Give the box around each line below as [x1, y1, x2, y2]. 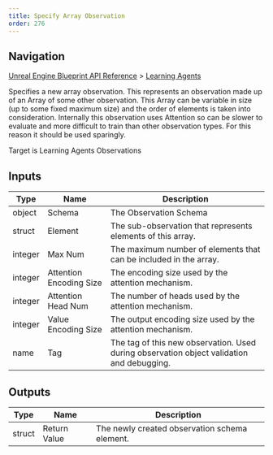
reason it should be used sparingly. [8, 130, 126, 140]
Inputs [8, 169, 42, 183]
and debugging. [110, 357, 171, 369]
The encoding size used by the [110, 267, 228, 279]
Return [42, 422, 69, 434]
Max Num [47, 249, 84, 260]
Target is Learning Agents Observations [8, 145, 142, 155]
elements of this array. [110, 231, 197, 242]
